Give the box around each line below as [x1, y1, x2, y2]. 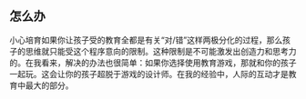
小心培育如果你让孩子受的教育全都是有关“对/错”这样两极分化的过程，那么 [9, 35, 283, 45]
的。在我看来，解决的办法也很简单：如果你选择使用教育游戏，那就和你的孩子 [9, 57, 297, 68]
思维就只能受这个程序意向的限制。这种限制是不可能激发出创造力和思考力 [25, 45, 297, 56]
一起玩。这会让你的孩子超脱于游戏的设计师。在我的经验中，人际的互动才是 [9, 68, 289, 79]
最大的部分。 [25, 80, 74, 91]
